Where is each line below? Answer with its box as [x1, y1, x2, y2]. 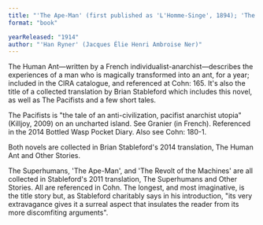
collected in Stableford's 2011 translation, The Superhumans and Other [8, 175, 238, 184]
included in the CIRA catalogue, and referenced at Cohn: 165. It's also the [8, 79, 246, 88]
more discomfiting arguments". [8, 208, 109, 217]
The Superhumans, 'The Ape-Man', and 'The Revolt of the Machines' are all [8, 166, 254, 175]
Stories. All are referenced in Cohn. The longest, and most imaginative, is [8, 183, 246, 193]
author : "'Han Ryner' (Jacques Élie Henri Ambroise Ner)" [8, 40, 202, 48]
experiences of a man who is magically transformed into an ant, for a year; [8, 70, 250, 79]
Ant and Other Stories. [8, 151, 81, 160]
